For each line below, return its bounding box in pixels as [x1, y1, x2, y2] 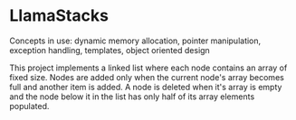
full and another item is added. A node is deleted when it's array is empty [9, 81, 282, 92]
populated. [9, 100, 50, 111]
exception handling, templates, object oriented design [9, 44, 210, 55]
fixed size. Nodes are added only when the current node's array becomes [9, 71, 285, 82]
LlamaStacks [9, 5, 109, 26]
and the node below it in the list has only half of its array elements [9, 91, 255, 102]
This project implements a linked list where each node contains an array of [9, 62, 288, 73]
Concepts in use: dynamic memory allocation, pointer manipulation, [9, 35, 262, 46]
